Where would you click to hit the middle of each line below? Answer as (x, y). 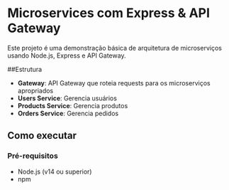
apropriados (35, 90)
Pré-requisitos (33, 156)
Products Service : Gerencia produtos (73, 105)
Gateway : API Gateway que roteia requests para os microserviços (114, 83)
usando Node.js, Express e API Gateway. (67, 56)
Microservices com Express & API (109, 13)
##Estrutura (25, 69)
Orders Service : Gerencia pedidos (68, 113)
